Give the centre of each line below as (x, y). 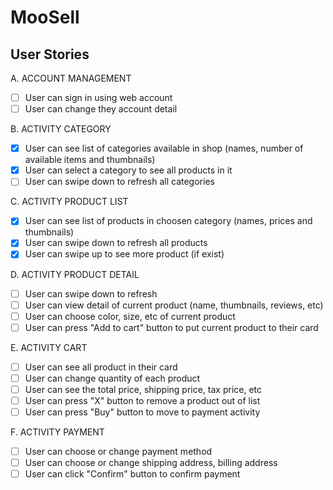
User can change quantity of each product (112, 378)
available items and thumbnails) (90, 160)
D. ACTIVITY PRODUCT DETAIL (75, 274)
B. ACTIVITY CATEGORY (61, 129)
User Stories (50, 54)
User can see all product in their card (101, 367)
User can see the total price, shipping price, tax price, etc (143, 389)
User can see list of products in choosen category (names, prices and (168, 221)
